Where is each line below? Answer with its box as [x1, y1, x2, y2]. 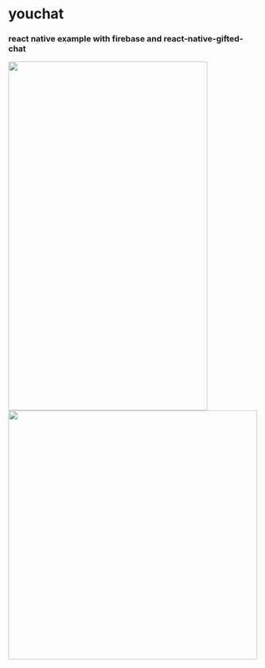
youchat [8, 5, 64, 23]
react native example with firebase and [8, 33, 162, 45]
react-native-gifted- [163, 33, 244, 45]
